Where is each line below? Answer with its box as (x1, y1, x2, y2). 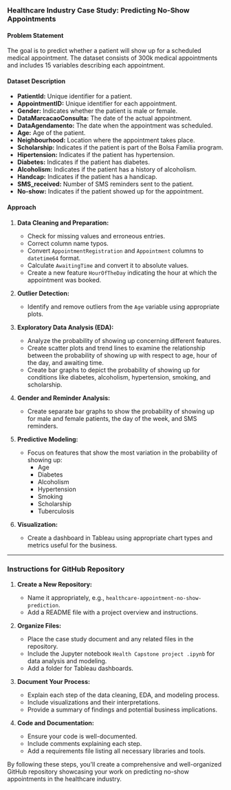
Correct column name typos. (27, 239, 109, 247)
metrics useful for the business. (27, 541, 118, 549)
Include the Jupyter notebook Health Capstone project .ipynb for (27, 649, 215, 658)
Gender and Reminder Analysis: (16, 393, 111, 402)
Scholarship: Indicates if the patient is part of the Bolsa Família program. (16, 143, 223, 152)
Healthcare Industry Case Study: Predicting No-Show (7, 6, 190, 15)
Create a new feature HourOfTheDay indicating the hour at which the (27, 268, 217, 277)
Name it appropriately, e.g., (27, 593, 105, 601)
